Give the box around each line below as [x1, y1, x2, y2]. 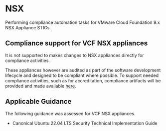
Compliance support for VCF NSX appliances [5, 39, 148, 48]
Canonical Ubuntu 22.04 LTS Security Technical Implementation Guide [12, 120, 158, 126]
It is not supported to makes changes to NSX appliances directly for [5, 52, 144, 58]
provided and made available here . [5, 83, 76, 89]
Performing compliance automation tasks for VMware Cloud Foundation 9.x [5, 19, 161, 25]
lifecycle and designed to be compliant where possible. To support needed [5, 72, 159, 78]
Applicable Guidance [5, 97, 72, 106]
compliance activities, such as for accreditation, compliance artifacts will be [5, 77, 161, 83]
